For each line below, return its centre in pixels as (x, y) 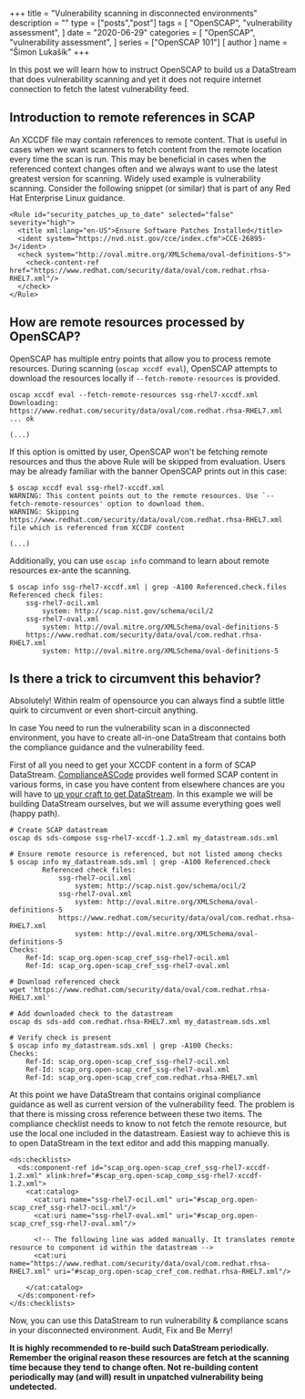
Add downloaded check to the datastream (95, 1014)
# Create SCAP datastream (58, 830)
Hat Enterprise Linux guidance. (67, 198)
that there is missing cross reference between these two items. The (136, 1114)
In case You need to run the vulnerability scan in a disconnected (130, 728)
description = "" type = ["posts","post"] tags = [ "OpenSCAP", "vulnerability (151, 23)
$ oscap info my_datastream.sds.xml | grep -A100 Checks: (122, 1046)
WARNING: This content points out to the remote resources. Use (134, 496)
